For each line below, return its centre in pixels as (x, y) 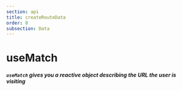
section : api (23, 12)
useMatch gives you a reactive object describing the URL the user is (91, 75)
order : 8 (17, 23)
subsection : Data (28, 28)
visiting (16, 81)
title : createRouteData (36, 17)
